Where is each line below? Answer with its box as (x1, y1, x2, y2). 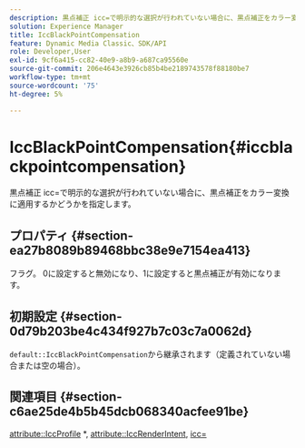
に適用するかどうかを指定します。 (9, 199, 136, 209)
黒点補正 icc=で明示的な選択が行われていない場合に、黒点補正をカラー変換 (9, 188, 290, 199)
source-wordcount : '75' (9, 81, 100, 90)
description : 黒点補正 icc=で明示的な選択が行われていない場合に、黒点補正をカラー (9, 13, 292, 23)
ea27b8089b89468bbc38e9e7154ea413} (9, 242, 251, 258)
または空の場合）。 (16, 361, 85, 372)
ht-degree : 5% (9, 89, 64, 98)
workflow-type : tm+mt (9, 73, 92, 82)
